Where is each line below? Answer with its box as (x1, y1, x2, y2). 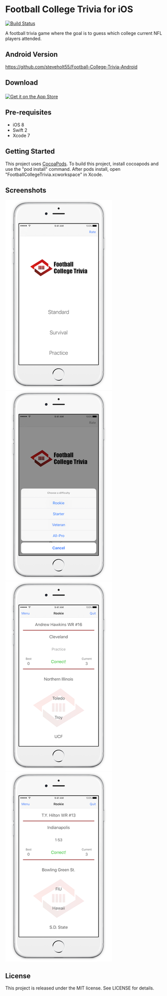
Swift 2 (12, 127, 28, 133)
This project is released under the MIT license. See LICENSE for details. (5, 985, 154, 991)
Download (5, 79, 38, 87)
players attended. (5, 35, 42, 42)
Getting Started (5, 147, 55, 156)
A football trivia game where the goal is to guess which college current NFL (5, 30, 162, 36)
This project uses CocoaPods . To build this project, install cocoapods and (5, 161, 159, 167)
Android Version (5, 50, 58, 59)
